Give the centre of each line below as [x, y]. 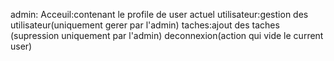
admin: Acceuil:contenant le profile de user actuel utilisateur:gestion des [159, 14]
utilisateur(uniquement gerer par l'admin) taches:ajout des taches [145, 25]
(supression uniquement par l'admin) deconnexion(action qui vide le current [167, 35]
